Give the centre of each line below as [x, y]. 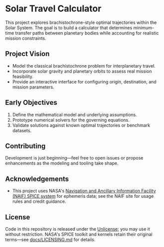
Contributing [25, 146]
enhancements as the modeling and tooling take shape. [62, 163]
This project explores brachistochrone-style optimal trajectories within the [81, 22]
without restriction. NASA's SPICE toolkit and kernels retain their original [79, 234]
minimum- [144, 27]
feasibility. [23, 76]
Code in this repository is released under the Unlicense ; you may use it [78, 229]
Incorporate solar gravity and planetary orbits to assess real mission [82, 71]
